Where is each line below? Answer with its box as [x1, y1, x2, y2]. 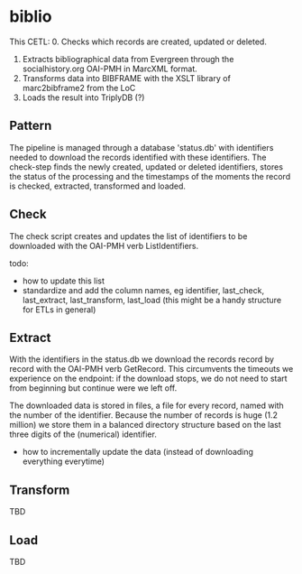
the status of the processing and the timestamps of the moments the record [9, 171, 291, 181]
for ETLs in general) [22, 304, 96, 315]
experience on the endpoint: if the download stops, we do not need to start [9, 373, 288, 384]
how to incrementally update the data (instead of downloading [22, 447, 254, 458]
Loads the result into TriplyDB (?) [22, 92, 145, 103]
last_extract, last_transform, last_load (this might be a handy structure [22, 294, 282, 305]
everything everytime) [22, 456, 105, 467]
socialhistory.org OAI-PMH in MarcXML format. [22, 63, 198, 74]
